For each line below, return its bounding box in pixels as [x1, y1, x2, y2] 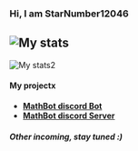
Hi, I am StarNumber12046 [9, 7, 129, 20]
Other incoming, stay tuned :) [9, 131, 123, 142]
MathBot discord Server [22, 110, 115, 121]
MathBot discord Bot [22, 100, 103, 111]
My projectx [9, 80, 56, 91]
